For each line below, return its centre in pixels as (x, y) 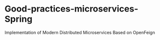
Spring (19, 19)
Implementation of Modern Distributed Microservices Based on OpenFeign (80, 32)
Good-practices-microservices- (71, 9)
